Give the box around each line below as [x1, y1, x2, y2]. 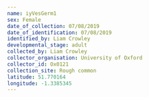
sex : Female [7, 16, 41, 23]
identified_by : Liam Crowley [7, 36, 91, 42]
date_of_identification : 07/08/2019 [7, 29, 112, 36]
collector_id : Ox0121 [7, 61, 69, 68]
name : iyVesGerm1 [7, 10, 57, 17]
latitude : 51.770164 [7, 73, 67, 81]
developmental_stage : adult [7, 42, 88, 48]
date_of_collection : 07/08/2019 [7, 23, 100, 29]
